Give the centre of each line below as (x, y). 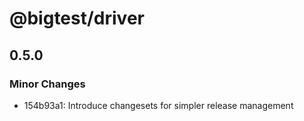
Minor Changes (47, 84)
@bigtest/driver (77, 18)
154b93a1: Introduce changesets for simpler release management (158, 105)
